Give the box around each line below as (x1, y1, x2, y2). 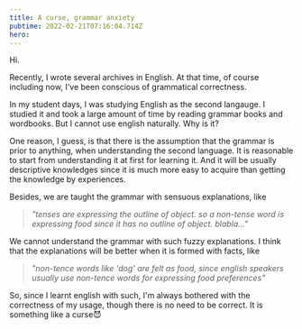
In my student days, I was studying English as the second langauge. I (9, 99, 266, 110)
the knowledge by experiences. (9, 174, 126, 185)
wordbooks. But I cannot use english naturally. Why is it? (9, 118, 219, 129)
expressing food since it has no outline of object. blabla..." (31, 218, 249, 230)
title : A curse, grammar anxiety (9, 13, 135, 23)
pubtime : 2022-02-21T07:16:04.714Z (9, 22, 143, 31)
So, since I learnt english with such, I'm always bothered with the (9, 290, 251, 301)
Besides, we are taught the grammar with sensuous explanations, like (9, 191, 267, 203)
